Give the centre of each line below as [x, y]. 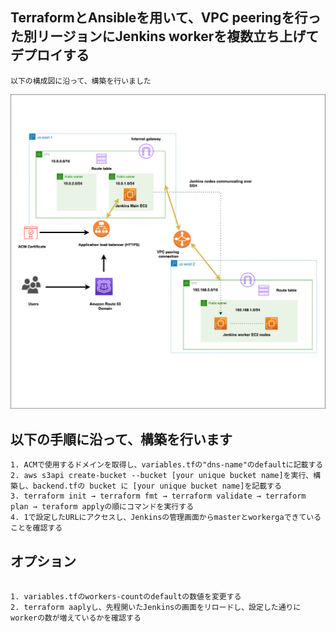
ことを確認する [36, 528]
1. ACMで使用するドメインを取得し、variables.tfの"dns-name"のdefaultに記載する [167, 465]
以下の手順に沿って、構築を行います [121, 439]
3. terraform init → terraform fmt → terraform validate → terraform [158, 496]
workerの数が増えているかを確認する [76, 618]
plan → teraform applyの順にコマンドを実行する [102, 507]
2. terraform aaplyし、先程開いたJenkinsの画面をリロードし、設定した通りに [156, 607]
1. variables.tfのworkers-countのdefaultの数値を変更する [126, 596]
